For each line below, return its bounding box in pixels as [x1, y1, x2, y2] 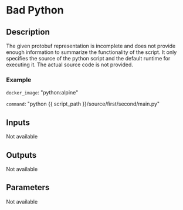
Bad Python [6, 4, 64, 17]
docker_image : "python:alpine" [6, 89, 79, 96]
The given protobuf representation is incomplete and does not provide [6, 42, 176, 49]
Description [6, 27, 50, 37]
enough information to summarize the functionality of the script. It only [6, 49, 177, 56]
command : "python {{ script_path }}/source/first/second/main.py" [6, 100, 160, 107]
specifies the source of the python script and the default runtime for [6, 55, 171, 62]
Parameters [6, 182, 50, 192]
